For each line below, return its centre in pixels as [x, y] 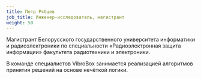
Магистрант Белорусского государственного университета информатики [101, 40]
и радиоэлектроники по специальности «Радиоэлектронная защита [94, 46]
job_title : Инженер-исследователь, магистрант [65, 17]
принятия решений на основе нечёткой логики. [67, 70]
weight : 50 [20, 23]
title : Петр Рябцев [31, 12]
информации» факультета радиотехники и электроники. [78, 52]
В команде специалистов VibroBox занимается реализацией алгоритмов [100, 64]
